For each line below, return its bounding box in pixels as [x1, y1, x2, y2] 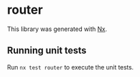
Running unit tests [7, 45, 87, 56]
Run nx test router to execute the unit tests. [7, 63, 134, 71]
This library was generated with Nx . [7, 25, 107, 33]
